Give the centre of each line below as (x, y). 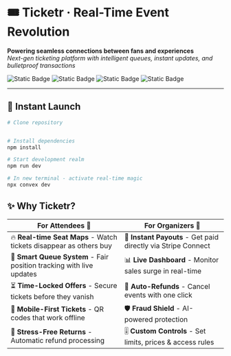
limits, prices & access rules (169, 342)
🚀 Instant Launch (44, 107)
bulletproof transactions (41, 65)
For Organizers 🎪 (172, 225)
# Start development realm (46, 160)
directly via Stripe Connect (167, 246)
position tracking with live (52, 265)
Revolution (38, 32)
